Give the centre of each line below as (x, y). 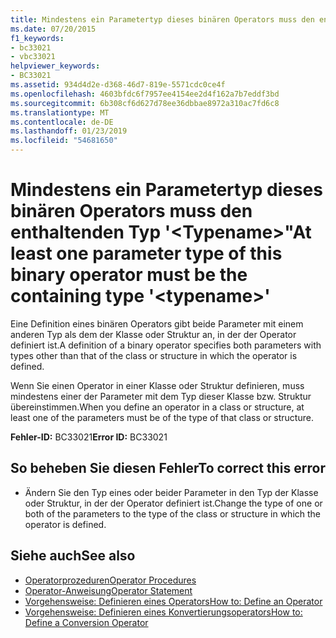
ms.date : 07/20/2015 (53, 29)
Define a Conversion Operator (86, 622)
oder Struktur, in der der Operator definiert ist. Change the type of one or (173, 503)
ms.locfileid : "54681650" (64, 141)
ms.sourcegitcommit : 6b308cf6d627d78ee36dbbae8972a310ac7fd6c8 (145, 103)
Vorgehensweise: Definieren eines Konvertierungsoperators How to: (163, 612)
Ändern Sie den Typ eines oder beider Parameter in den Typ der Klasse (171, 492)
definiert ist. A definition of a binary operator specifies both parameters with (166, 345)
